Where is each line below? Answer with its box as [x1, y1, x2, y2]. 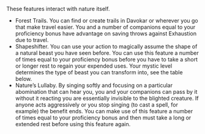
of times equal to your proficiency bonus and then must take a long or [15, 114, 192, 121]
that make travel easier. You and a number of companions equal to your [15, 24, 196, 30]
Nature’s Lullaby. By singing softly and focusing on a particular [15, 82, 173, 89]
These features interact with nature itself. [6, 5, 110, 12]
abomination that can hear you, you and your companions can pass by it [15, 88, 198, 95]
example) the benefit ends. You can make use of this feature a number [15, 108, 193, 115]
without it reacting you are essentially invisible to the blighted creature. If [15, 94, 199, 102]
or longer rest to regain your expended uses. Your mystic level [15, 62, 173, 69]
